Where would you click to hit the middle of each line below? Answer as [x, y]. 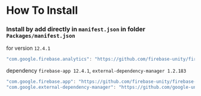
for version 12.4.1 [28, 48]
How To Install [42, 10]
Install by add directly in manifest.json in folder [76, 29]
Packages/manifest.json [41, 36]
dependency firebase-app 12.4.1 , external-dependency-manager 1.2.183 [96, 71]
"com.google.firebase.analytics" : [49, 59]
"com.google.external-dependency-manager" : [61, 88]
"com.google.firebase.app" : [41, 82]
